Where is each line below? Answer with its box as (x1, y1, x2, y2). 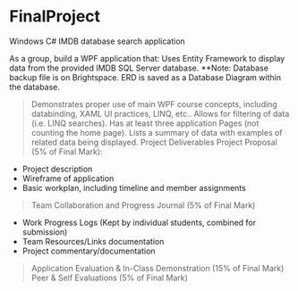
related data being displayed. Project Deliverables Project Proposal (30, 137, 277, 147)
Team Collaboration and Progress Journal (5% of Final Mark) (30, 199, 256, 211)
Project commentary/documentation (21, 245, 156, 256)
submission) (21, 226, 68, 237)
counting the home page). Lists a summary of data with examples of (30, 127, 284, 137)
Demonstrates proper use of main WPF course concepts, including (30, 98, 277, 109)
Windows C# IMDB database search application (9, 36, 185, 46)
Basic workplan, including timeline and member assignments (21, 182, 246, 193)
